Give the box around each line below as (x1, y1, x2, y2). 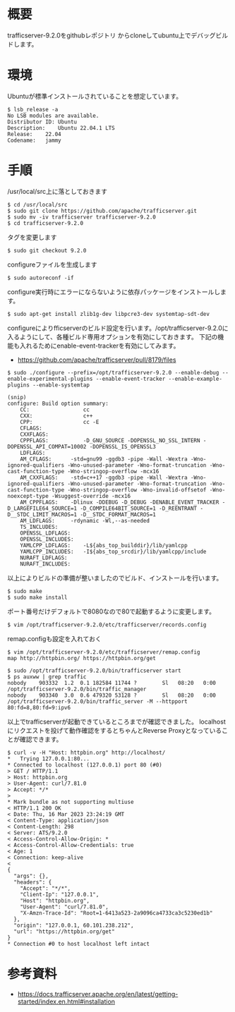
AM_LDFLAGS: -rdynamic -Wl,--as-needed (20, 517, 150, 524)
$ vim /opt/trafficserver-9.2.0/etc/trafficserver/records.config (7, 621, 207, 628)
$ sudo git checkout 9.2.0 (7, 247, 87, 254)
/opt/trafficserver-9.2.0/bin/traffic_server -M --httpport (7, 697, 188, 705)
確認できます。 (19, 735, 63, 743)
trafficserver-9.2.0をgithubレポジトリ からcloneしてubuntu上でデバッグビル (7, 31, 228, 39)
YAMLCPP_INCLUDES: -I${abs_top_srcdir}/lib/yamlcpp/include (20, 548, 207, 555)
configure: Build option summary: (7, 400, 109, 407)
